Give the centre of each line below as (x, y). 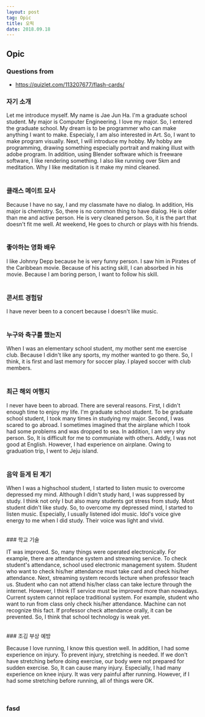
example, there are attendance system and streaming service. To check (97, 559)
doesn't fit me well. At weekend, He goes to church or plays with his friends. (102, 224)
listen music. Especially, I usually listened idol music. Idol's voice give (94, 514)
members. (19, 368)
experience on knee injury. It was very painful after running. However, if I (98, 674)
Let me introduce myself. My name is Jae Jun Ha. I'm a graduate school (97, 115)
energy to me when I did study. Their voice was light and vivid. (85, 521)
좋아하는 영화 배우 (31, 247)
